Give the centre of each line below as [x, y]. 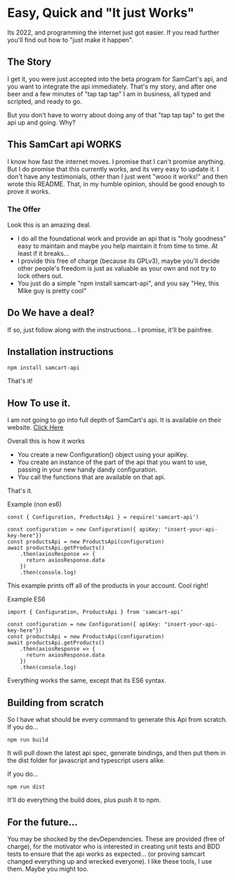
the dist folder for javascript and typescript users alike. [86, 761]
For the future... [43, 822]
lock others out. [40, 276]
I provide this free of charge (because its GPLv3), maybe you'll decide [118, 261]
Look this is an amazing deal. [49, 225]
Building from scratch [55, 703]
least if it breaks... [43, 253]
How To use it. [39, 403]
